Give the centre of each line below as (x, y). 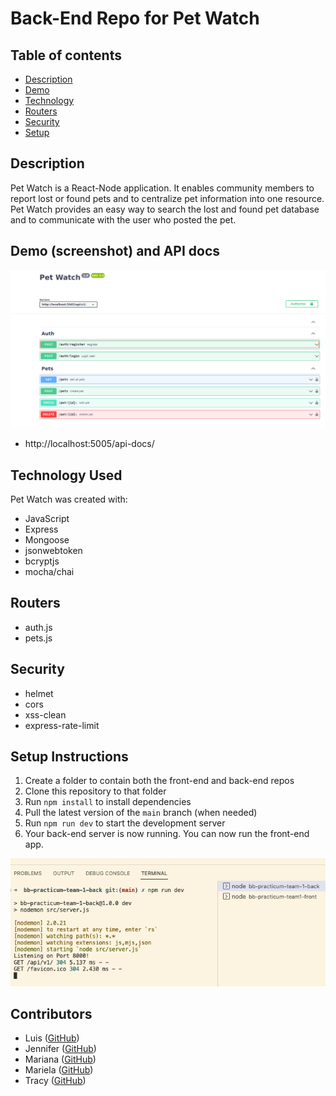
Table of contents (66, 55)
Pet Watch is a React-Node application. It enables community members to (162, 188)
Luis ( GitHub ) (52, 1038)
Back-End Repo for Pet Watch (135, 18)
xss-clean (45, 714)
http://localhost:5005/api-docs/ (89, 444)
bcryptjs (42, 561)
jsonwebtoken (53, 550)
